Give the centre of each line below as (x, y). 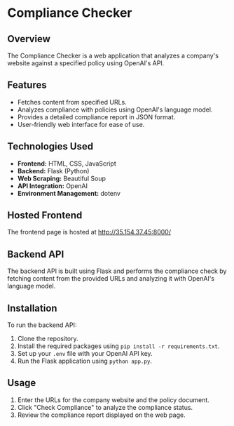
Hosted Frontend (45, 215)
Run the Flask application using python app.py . (85, 361)
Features (27, 85)
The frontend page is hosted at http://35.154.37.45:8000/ (89, 232)
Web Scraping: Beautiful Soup (62, 178)
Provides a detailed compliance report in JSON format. (96, 117)
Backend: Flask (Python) (53, 171)
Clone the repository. (48, 339)
